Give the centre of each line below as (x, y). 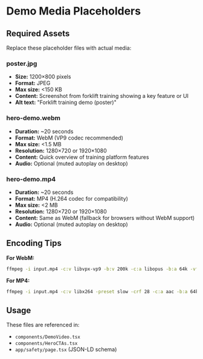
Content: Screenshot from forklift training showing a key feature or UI (102, 96)
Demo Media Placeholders (73, 11)
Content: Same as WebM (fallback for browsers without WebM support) (105, 218)
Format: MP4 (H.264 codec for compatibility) (72, 198)
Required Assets (38, 34)
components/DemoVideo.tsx (47, 337)
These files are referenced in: (43, 325)
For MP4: (18, 280)
